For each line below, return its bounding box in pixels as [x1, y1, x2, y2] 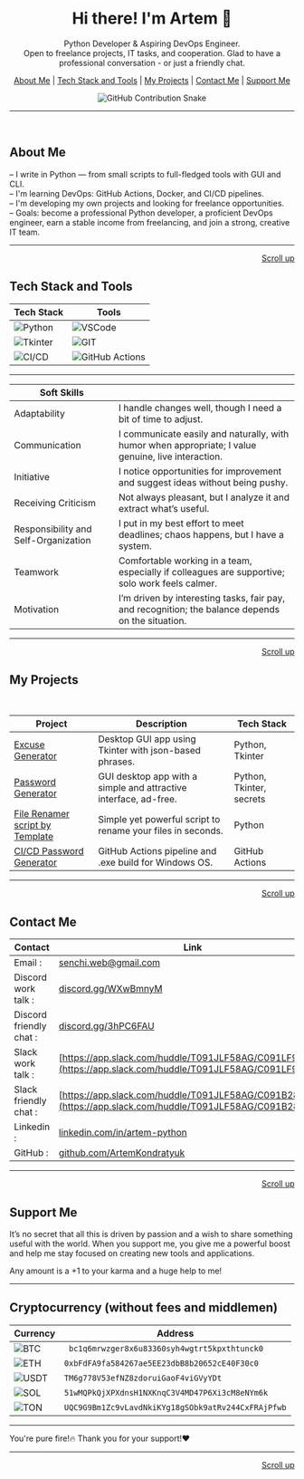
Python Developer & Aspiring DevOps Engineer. [63, 38, 241, 49]
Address [157, 1327, 195, 1340]
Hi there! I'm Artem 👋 [71, 8, 233, 29]
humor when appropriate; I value [118, 438, 257, 451]
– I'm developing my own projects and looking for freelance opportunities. [9, 197, 285, 208]
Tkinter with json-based [98, 744, 202, 757]
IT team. [9, 226, 41, 237]
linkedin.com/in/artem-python [58, 1127, 187, 1139]
